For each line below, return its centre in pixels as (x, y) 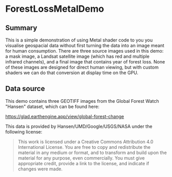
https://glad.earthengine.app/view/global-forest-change (65, 116)
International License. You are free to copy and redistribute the (84, 147)
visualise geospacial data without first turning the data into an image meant (85, 46)
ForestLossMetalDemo (55, 9)
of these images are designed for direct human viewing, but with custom (82, 67)
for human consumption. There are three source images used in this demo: (84, 51)
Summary (21, 28)
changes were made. (40, 169)
